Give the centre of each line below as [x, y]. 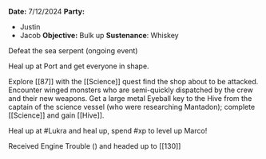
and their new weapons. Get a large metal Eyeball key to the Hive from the [130, 98]
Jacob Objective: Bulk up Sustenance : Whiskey [99, 35]
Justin [30, 27]
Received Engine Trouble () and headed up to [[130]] [95, 146]
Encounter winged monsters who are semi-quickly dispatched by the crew [131, 90]
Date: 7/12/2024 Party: [47, 12]
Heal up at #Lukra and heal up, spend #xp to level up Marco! [108, 131]
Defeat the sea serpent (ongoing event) [73, 50]
